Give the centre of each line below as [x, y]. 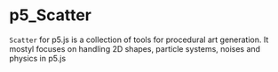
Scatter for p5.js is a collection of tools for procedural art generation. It [139, 40]
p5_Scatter [50, 15]
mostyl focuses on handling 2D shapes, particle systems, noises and [135, 48]
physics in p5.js [38, 58]
